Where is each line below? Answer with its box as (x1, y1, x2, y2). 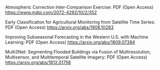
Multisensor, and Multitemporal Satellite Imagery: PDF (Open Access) (5, 54, 148, 60)
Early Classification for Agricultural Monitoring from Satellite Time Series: (5, 19, 156, 25)
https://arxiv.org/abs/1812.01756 (5, 60, 71, 65)
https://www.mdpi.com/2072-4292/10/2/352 (5, 9, 97, 15)
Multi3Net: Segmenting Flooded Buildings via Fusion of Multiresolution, (5, 49, 151, 55)
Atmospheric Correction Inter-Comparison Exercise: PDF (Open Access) (5, 4, 154, 10)
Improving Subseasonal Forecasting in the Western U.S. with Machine (5, 34, 149, 40)
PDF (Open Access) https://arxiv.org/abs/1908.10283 (5, 24, 114, 30)
